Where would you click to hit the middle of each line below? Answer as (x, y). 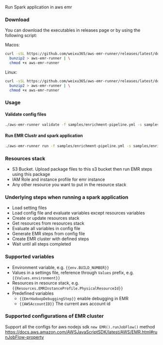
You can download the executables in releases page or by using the (73, 30)
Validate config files (26, 115)
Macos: (13, 45)
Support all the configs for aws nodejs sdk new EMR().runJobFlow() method (80, 326)
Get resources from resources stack (48, 223)
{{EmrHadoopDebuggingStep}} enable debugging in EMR (74, 298)
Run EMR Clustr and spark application (44, 135)
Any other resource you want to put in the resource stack (69, 184)
